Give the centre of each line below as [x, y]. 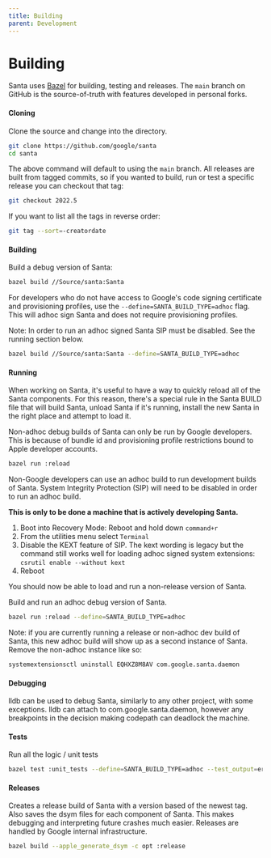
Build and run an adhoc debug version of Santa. [88, 602]
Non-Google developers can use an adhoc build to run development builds [132, 479]
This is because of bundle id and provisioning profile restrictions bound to [131, 440]
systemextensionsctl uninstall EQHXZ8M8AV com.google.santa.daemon [124, 665]
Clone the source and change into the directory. [88, 131]
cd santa [23, 153]
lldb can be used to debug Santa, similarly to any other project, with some [131, 701]
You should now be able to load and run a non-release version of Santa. [128, 587]
